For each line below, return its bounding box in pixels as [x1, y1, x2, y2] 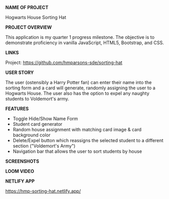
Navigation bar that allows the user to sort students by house [12, 148, 142, 154]
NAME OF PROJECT [5, 5, 49, 10]
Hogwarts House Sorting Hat [5, 14, 67, 20]
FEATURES [5, 106, 29, 112]
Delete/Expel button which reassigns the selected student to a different [12, 137, 163, 143]
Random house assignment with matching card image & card [12, 127, 142, 132]
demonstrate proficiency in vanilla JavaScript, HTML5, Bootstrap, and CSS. [5, 39, 164, 46]
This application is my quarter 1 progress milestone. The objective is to [5, 34, 155, 40]
